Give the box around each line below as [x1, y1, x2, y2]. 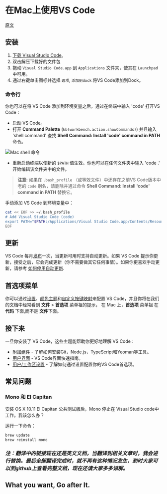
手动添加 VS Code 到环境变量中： [5, 200, 74, 206]
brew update [5, 433, 30, 438]
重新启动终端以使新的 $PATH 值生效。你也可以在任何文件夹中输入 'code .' [12, 160, 160, 166]
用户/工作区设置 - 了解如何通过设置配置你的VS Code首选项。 [12, 361, 137, 367]
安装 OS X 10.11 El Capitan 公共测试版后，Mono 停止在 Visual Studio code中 [5, 406, 159, 412]
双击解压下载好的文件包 [12, 58, 61, 64]
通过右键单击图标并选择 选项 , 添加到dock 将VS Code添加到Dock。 [12, 77, 143, 83]
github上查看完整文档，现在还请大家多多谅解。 [15, 465, 128, 472]
